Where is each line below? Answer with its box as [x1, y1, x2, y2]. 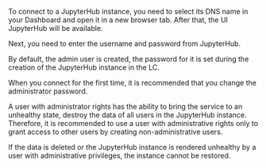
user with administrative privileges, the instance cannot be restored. [8, 151, 231, 160]
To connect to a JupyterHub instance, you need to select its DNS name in [8, 7, 249, 16]
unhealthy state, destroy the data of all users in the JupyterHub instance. [8, 110, 248, 120]
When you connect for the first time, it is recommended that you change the [8, 78, 256, 87]
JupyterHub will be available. [8, 24, 103, 32]
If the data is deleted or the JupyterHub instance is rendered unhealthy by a [8, 143, 256, 151]
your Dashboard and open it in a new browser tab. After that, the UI [8, 15, 229, 25]
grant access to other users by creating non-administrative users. [8, 127, 223, 136]
